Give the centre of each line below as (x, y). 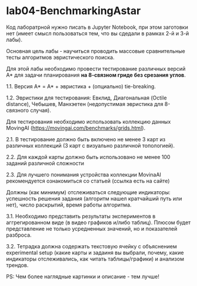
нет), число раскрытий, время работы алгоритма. (69, 205)
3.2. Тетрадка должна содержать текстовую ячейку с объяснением (92, 246)
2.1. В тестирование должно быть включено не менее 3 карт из (86, 139)
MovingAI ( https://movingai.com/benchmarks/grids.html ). (76, 128)
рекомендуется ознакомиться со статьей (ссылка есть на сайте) (88, 181)
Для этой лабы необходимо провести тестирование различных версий (96, 68)
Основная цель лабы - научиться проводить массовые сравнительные (96, 51)
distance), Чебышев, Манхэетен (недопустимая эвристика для (85, 104)
